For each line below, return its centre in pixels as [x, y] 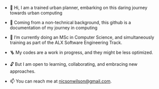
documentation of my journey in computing [53, 28]
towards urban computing [36, 13]
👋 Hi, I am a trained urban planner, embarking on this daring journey [79, 8]
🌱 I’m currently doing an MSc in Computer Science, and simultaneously [82, 37]
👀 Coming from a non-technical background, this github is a [70, 22]
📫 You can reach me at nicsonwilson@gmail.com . [61, 81]
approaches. [23, 71]
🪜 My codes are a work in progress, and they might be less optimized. [81, 52]
